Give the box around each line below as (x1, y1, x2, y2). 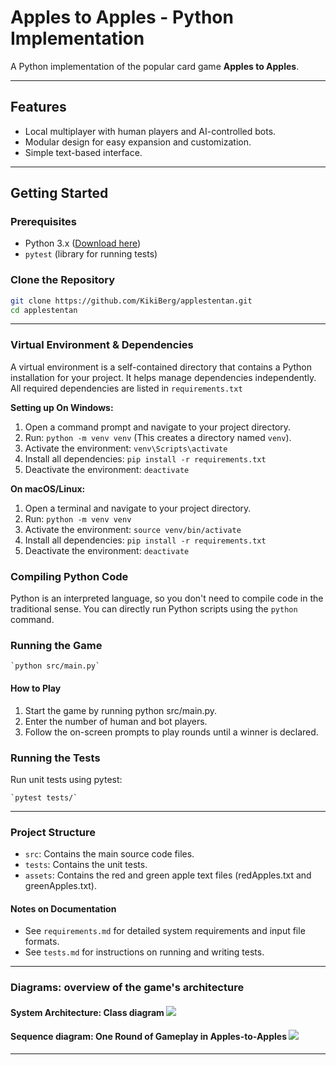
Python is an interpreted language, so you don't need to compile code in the (10, 592, 324, 605)
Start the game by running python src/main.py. (24, 704, 218, 716)
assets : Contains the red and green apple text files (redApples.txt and (24, 869, 312, 881)
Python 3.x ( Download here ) (24, 237, 142, 250)
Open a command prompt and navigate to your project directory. (24, 421, 292, 433)
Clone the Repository (10, 273, 116, 287)
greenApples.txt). (24, 880, 98, 892)
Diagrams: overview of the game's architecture (10, 981, 245, 995)
